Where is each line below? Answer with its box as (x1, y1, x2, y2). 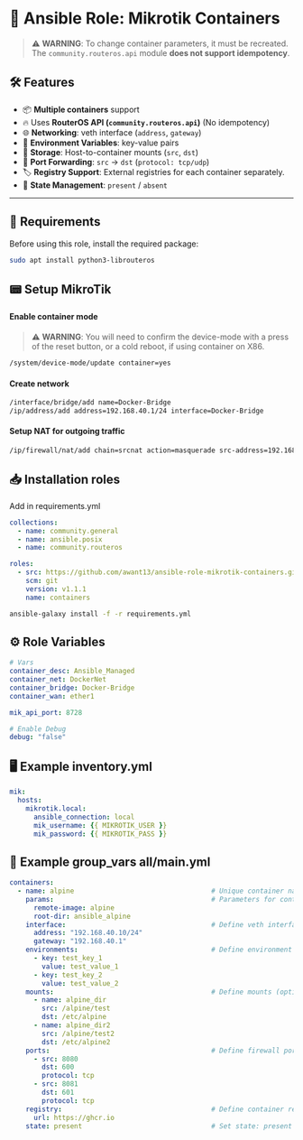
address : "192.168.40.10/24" (32, 929, 143, 938)
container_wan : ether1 (9, 691, 95, 700)
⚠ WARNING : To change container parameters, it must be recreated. (31, 38, 289, 49)
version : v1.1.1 (25, 584, 87, 594)
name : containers (25, 593, 91, 602)
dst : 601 (41, 1088, 75, 1098)
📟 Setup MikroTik (9, 282, 112, 297)
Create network (9, 378, 69, 389)
